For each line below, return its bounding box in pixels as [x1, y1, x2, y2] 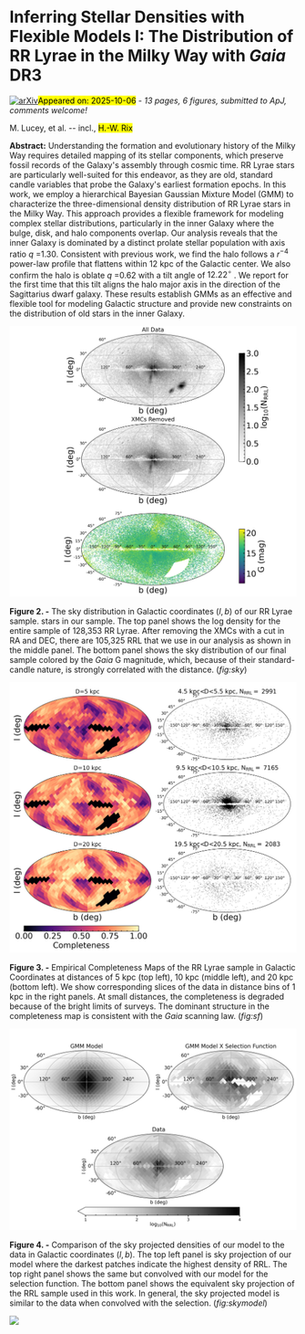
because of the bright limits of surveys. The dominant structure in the [9, 1001, 270, 1012]
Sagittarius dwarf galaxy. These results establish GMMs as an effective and [9, 289, 293, 299]
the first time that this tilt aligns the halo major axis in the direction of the [9, 279, 280, 290]
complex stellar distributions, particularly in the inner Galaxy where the [9, 217, 275, 228]
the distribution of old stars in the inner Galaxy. [9, 308, 185, 320]
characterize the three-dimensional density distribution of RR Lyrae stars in [9, 198, 291, 209]
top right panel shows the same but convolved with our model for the [9, 1268, 269, 1279]
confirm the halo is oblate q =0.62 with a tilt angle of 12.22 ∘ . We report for [9, 268, 289, 280]
